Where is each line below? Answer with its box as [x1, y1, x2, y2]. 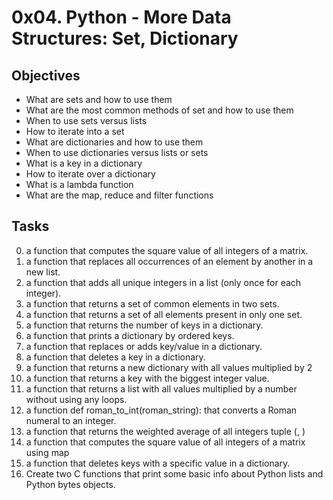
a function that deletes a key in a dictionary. [25, 351, 206, 363]
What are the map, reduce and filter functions [25, 189, 214, 201]
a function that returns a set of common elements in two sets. [25, 297, 280, 310]
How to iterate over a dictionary [25, 168, 156, 180]
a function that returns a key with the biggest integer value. [25, 372, 270, 384]
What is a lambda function [25, 179, 134, 190]
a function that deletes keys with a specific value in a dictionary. [25, 457, 291, 469]
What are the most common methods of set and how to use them [25, 104, 294, 116]
